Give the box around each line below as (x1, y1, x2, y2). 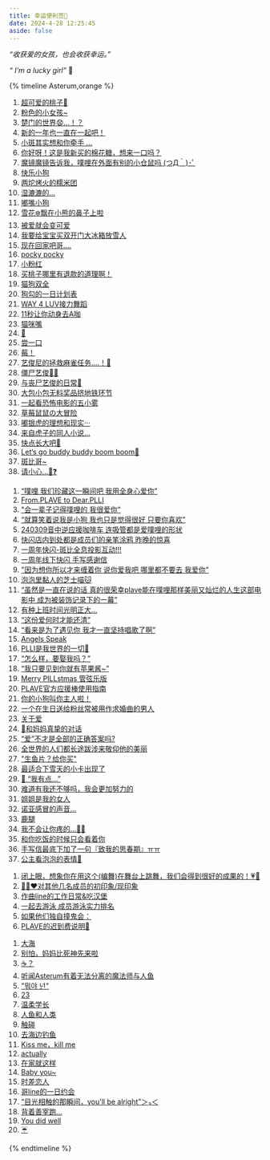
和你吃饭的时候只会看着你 (20, 834, 106, 844)
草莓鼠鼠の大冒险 (20, 408, 78, 418)
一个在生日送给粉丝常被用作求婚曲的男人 (20, 704, 155, 714)
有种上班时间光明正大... (20, 605, 98, 614)
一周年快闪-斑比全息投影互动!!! (20, 545, 123, 554)
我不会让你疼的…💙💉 (20, 824, 87, 834)
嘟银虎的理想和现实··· (20, 418, 91, 428)
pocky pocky (20, 249, 64, 259)
